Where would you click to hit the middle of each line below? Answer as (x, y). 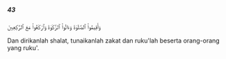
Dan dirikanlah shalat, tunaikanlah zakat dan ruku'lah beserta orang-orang (114, 40)
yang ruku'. (23, 47)
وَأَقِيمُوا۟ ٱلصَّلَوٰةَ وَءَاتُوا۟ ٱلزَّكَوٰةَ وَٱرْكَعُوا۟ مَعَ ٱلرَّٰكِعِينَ (54, 27)
